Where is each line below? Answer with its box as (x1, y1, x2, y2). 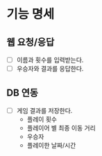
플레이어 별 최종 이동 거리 (26, 124, 96, 132)
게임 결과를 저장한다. (16, 106, 73, 114)
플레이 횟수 (26, 115, 57, 123)
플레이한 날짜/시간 (26, 141, 76, 149)
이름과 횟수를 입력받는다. (16, 56, 84, 64)
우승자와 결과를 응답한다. (16, 64, 84, 73)
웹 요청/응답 (6, 36, 55, 48)
